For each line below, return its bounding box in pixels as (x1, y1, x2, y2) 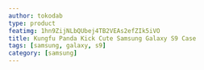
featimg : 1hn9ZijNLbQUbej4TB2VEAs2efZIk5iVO (8, 27, 160, 35)
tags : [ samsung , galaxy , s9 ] (8, 42, 106, 50)
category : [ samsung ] (8, 49, 78, 57)
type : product (8, 19, 56, 27)
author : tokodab (8, 11, 63, 20)
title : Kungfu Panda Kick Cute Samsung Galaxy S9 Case (8, 34, 197, 43)
